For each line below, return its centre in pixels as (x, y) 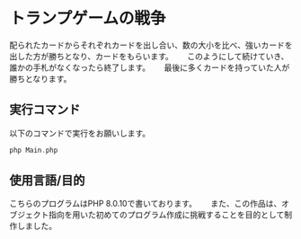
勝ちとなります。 (39, 78)
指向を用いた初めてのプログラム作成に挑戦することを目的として (166, 215)
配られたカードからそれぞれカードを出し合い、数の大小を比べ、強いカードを (151, 45)
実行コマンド (45, 110)
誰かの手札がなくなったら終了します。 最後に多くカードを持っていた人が (150, 67)
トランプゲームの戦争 (88, 18)
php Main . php (34, 150)
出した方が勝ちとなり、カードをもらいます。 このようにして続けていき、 (149, 56)
